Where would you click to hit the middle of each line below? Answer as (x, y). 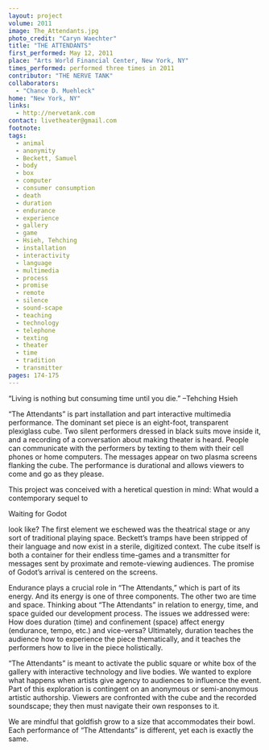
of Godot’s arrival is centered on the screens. (83, 572)
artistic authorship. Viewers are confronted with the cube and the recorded (132, 697)
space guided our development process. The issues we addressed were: (129, 613)
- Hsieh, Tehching (47, 241)
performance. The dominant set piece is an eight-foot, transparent (118, 422)
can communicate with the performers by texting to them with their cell (126, 448)
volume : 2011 (30, 23)
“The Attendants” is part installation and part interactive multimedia (120, 414)
